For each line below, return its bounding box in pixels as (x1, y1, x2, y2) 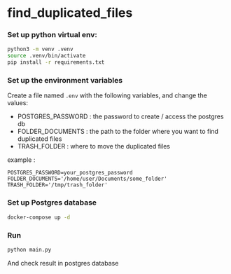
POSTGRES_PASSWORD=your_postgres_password (7, 170, 133, 177)
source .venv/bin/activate (7, 53, 86, 60)
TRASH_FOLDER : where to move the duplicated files (17, 142, 170, 151)
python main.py (7, 246, 52, 253)
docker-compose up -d (7, 214, 71, 221)
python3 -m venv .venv (7, 46, 73, 53)
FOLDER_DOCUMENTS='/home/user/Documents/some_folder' (7, 175, 168, 183)
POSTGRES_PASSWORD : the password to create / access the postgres (17, 112, 224, 121)
